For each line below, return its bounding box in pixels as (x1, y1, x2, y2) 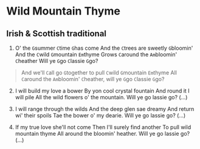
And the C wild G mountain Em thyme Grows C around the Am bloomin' (15, 51, 178, 58)
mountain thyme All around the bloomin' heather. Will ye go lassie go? (15, 130, 190, 137)
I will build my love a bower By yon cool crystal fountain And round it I (15, 87, 190, 94)
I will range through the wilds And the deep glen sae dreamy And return (15, 105, 195, 113)
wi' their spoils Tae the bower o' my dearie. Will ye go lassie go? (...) (15, 112, 186, 119)
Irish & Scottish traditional (6, 28, 107, 39)
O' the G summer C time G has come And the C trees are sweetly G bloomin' (15, 44, 193, 51)
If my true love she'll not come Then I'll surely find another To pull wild (15, 124, 191, 131)
